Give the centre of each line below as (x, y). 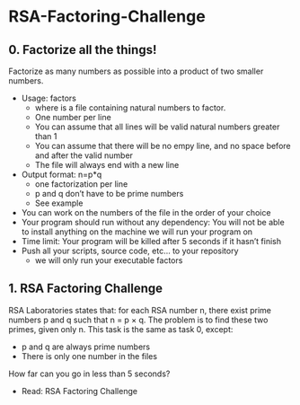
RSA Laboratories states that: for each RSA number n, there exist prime (140, 310)
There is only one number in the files (89, 356)
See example (59, 203)
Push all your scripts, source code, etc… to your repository (130, 251)
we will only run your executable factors (109, 260)
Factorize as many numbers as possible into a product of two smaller (136, 71)
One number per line (73, 117)
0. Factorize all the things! (83, 50)
